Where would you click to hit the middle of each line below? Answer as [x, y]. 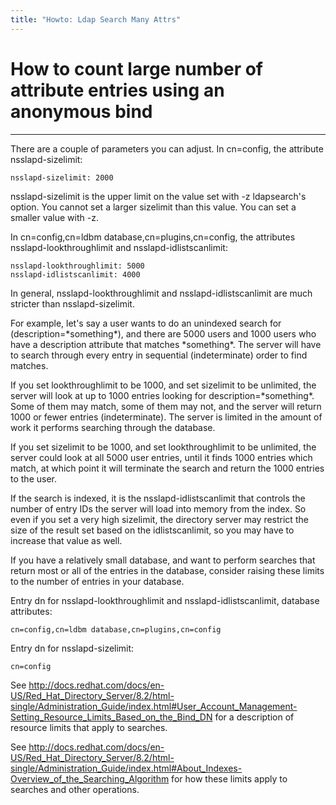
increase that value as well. [66, 540]
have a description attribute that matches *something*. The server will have [166, 344]
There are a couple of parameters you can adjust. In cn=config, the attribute [167, 148]
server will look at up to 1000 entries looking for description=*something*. [162, 395]
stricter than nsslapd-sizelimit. [72, 303]
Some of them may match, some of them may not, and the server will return [166, 406]
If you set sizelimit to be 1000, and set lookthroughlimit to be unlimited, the [163, 447]
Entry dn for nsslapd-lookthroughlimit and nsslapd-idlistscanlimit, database [165, 600]
